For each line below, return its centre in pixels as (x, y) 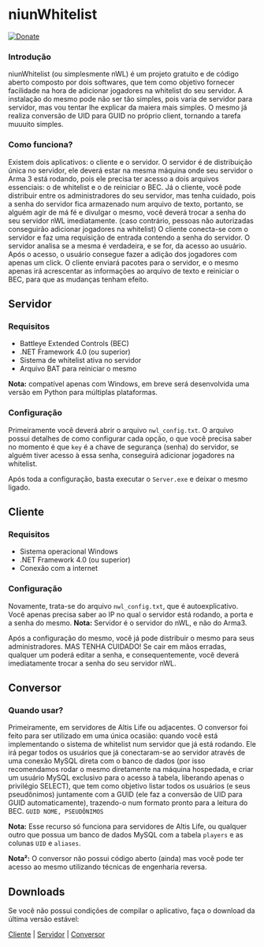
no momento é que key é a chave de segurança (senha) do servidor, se (123, 446)
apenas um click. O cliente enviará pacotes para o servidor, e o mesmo (123, 263)
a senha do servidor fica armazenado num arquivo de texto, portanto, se (126, 203)
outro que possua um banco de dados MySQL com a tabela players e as (126, 835)
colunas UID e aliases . (45, 843)
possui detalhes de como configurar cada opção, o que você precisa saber (130, 438)
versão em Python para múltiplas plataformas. (83, 393)
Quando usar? (36, 710)
